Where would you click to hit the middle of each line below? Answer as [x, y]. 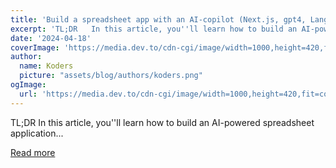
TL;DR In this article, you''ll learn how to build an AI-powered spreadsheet [162, 122]
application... [37, 133]
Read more [33, 152]
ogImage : [28, 85]
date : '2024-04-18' [51, 38]
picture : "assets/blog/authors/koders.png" [111, 76]
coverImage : [35, 47]
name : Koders [46, 66]
